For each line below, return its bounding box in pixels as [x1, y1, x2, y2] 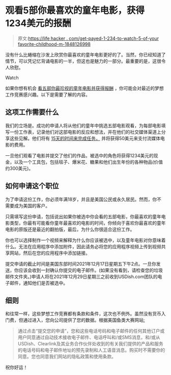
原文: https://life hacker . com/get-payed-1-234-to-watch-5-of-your [17, 35, 159, 41]
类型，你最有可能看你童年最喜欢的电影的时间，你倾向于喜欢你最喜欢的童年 [9, 220, 166, 226]
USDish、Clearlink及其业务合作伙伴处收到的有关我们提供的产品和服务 [17, 341, 164, 347]
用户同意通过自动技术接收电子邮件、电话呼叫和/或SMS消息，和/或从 [17, 334, 160, 340]
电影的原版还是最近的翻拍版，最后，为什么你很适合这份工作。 [5, 226, 135, 232]
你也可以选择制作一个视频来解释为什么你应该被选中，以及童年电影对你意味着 [5, 237, 166, 243]
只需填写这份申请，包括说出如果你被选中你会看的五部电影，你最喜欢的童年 [5, 213, 161, 220]
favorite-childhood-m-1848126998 [17, 41, 91, 47]
